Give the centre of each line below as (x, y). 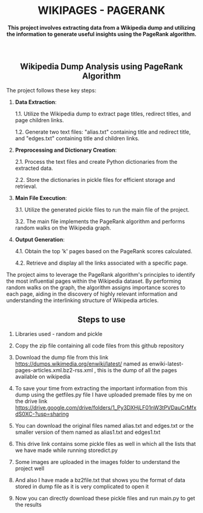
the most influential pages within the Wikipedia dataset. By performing (94, 281)
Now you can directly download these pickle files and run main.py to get (105, 498)
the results (28, 505)
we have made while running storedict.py (66, 450)
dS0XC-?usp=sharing (42, 414)
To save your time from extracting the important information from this (101, 389)
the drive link (31, 401)
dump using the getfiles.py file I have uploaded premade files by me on (103, 395)
